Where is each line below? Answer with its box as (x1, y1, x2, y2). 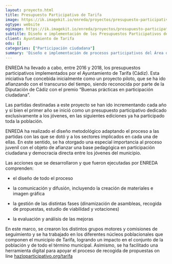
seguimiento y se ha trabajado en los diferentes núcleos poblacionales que (5, 231, 163, 237)
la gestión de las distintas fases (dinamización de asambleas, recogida (12, 200, 162, 207)
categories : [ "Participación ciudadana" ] (5, 46, 95, 51)
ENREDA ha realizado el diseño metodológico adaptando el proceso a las (5, 128, 160, 134)
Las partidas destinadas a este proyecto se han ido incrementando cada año (5, 101, 167, 108)
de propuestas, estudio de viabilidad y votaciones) (12, 206, 119, 212)
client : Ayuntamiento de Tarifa (5, 36, 74, 42)
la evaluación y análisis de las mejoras (12, 216, 94, 222)
